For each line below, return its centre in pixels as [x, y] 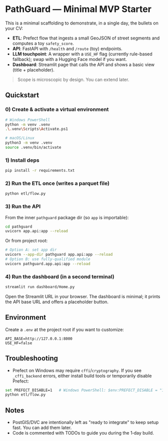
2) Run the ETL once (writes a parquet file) [57, 183]
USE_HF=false [19, 343]
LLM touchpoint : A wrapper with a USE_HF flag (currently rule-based [82, 54]
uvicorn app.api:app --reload [37, 231]
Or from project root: [26, 241]
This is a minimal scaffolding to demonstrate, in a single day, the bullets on [82, 23]
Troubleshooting [32, 358]
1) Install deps [22, 160]
